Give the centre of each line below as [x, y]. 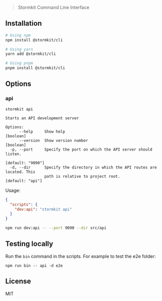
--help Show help [42, 132]
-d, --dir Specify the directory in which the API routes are [84, 167]
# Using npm [18, 35]
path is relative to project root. [82, 176]
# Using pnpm [19, 63]
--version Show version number [53, 140]
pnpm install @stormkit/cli [35, 68]
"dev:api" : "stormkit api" [43, 209]
